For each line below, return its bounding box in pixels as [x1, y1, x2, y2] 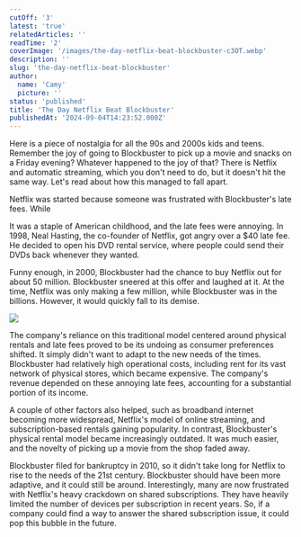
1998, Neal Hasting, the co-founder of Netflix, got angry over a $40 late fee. [9, 230, 290, 241]
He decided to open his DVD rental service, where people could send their [9, 240, 285, 251]
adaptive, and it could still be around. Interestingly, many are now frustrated [9, 479, 289, 490]
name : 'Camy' [17, 80, 66, 89]
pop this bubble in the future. [9, 518, 117, 529]
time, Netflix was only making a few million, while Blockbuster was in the [9, 286, 278, 297]
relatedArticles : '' [9, 30, 87, 39]
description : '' [9, 55, 70, 64]
